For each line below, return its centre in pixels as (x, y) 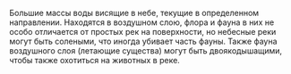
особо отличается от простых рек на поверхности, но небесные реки (143, 32)
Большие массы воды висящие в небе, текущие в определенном (134, 13)
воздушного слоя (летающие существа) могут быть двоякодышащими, (146, 51)
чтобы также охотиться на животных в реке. (95, 60)
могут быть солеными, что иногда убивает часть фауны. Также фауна (143, 41)
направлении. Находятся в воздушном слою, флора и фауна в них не (142, 22)
